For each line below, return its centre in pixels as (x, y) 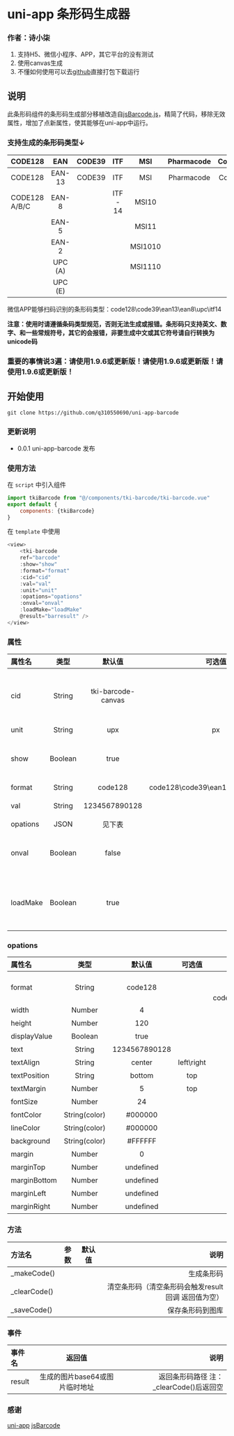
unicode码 (23, 341)
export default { (32, 504)
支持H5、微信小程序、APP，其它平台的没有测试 (86, 54)
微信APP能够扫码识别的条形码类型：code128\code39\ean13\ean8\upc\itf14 (114, 309)
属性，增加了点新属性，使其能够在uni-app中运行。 (79, 123)
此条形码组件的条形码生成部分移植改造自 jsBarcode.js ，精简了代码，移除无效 (116, 114)
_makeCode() (33, 1273)
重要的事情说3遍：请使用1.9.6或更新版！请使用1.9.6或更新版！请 (115, 361)
